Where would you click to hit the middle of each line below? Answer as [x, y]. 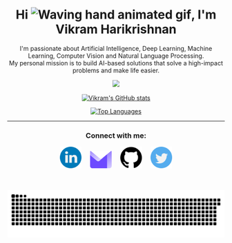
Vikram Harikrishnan [116, 29]
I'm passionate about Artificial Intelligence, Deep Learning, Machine [116, 48]
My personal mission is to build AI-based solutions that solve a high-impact [116, 63]
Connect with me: [116, 136]
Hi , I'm [116, 15]
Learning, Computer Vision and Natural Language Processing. [116, 56]
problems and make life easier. [116, 70]
